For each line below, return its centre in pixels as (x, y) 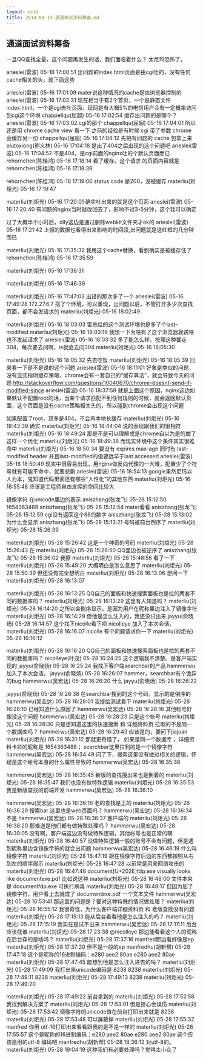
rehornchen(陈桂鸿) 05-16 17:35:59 (50, 258)
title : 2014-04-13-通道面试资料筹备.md (53, 18)
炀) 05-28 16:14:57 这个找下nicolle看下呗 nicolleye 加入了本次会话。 (90, 624)
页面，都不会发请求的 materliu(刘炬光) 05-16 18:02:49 (73, 312)
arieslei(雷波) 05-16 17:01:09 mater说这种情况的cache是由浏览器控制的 (94, 93)
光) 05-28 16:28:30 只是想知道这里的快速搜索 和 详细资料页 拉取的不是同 (97, 724)
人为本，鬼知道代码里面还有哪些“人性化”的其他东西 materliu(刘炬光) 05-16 (98, 479)
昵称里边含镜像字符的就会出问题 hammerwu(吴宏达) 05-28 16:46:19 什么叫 (104, 849)
